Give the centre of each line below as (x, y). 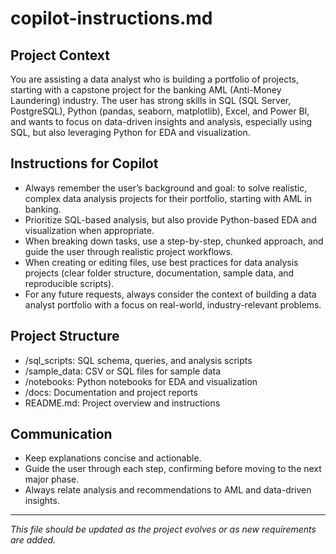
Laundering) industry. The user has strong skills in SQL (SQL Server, (151, 100)
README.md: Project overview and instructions (122, 403)
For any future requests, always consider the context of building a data (170, 294)
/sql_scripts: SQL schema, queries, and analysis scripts (138, 360)
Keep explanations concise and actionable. (113, 458)
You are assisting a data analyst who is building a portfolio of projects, (155, 79)
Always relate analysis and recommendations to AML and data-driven (168, 490)
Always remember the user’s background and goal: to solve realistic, (166, 188)
